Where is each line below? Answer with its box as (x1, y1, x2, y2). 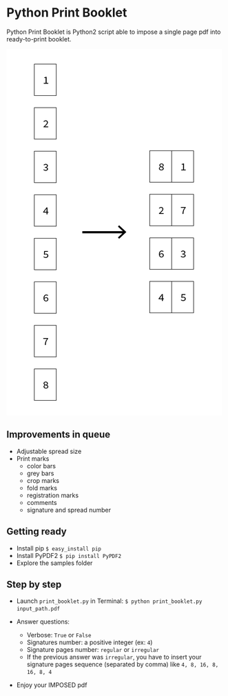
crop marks (26, 476, 60, 484)
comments (26, 498, 57, 506)
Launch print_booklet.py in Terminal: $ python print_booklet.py (16, 597, 203, 605)
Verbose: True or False (26, 631, 92, 639)
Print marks (16, 454, 50, 463)
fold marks (26, 484, 58, 492)
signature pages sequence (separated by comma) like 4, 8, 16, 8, (26, 660, 219, 668)
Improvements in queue (6, 429, 111, 441)
